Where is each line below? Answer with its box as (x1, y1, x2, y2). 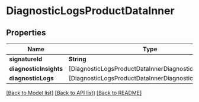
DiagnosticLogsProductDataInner (6, 4, 175, 18)
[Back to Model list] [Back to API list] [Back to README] (6, 90, 142, 96)
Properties (6, 28, 46, 38)
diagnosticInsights (9, 65, 63, 73)
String (68, 55, 87, 63)
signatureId (9, 55, 43, 63)
